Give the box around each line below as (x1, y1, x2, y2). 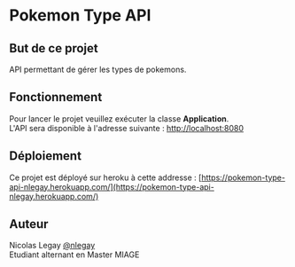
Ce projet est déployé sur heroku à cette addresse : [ (9, 172, 202, 183)
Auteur (9, 216, 49, 232)
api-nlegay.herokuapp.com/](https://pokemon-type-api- (9, 181, 214, 192)
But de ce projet (9, 41, 99, 56)
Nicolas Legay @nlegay (9, 240, 96, 251)
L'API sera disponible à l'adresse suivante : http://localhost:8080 (9, 122, 245, 133)
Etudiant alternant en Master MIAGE (9, 249, 140, 260)
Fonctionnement (9, 90, 103, 105)
